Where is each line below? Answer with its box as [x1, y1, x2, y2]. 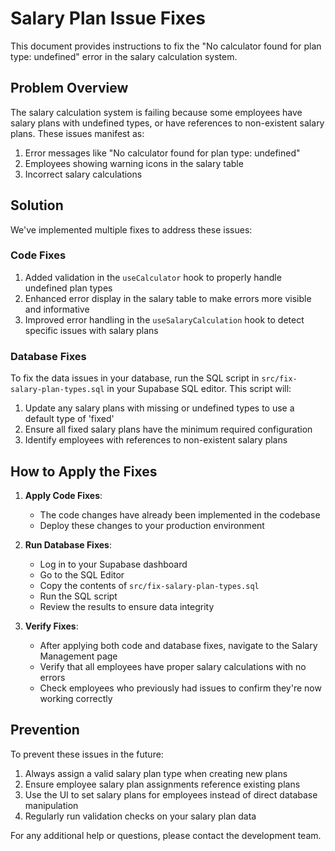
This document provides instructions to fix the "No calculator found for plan [10, 40, 322, 52]
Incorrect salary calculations [24, 168, 143, 180]
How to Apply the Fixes [10, 463, 158, 480]
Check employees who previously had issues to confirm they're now [39, 682, 322, 694]
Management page [39, 650, 118, 662]
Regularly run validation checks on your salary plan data [24, 810, 257, 822]
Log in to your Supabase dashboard [39, 558, 188, 570]
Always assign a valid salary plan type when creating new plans [24, 767, 288, 779]
